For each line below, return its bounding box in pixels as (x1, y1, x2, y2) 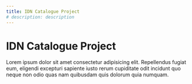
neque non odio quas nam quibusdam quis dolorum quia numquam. (6, 71, 169, 78)
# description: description (6, 14, 75, 20)
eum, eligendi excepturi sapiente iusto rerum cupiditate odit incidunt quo (6, 65, 181, 72)
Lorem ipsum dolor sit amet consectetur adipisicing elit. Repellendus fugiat (6, 59, 186, 66)
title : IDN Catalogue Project (6, 8, 80, 15)
